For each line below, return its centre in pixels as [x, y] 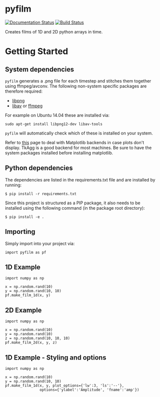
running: [13, 185]
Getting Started [37, 51]
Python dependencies [39, 168]
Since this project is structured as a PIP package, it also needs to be [73, 203]
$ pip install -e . [25, 217]
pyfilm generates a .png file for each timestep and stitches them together [78, 81]
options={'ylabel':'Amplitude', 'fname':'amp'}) [89, 390]
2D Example [23, 310]
